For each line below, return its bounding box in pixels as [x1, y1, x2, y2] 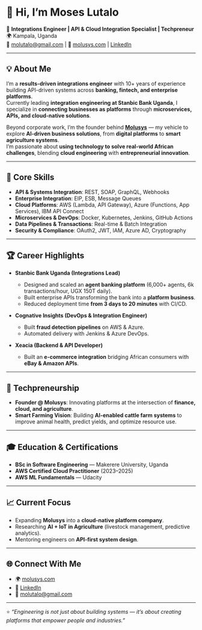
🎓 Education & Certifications [6, 442, 118, 452]
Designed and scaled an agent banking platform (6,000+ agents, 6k [23, 281, 194, 288]
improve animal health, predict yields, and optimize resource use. [14, 418, 177, 425]
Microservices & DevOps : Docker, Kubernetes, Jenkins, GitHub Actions [14, 214, 194, 221]
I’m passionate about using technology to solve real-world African [6, 143, 174, 150]
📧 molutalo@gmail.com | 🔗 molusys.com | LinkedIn [6, 40, 132, 48]
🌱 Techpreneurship [6, 382, 79, 393]
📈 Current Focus [6, 497, 71, 508]
